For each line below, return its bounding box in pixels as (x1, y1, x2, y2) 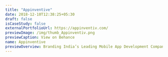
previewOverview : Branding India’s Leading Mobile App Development (5, 44, 149, 49)
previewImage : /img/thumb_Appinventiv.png (5, 30, 95, 35)
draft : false (5, 16, 32, 21)
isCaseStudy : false (5, 21, 46, 26)
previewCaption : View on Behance (5, 35, 75, 40)
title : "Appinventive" (5, 7, 52, 12)
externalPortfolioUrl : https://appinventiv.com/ (5, 26, 108, 31)
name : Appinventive (5, 40, 46, 45)
